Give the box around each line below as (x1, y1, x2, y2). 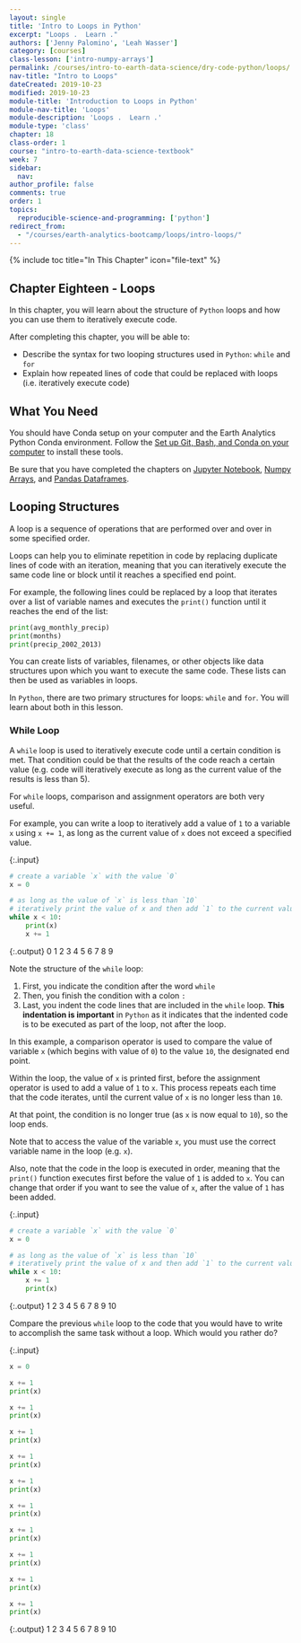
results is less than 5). (9, 773, 90, 784)
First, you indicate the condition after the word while (21, 980, 216, 991)
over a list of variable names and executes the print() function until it (9, 596, 267, 607)
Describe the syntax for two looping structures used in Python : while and (21, 349, 291, 360)
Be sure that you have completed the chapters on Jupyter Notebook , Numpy (9, 464, 291, 474)
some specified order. (9, 532, 90, 543)
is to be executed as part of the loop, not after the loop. (21, 1018, 227, 1029)
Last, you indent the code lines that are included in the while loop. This (21, 999, 285, 1010)
